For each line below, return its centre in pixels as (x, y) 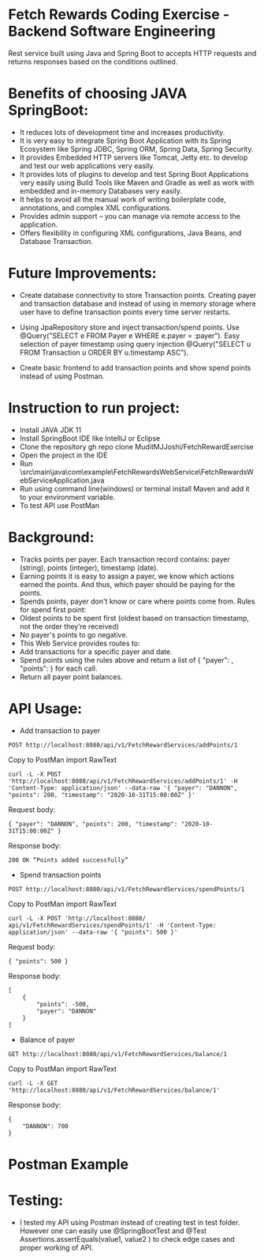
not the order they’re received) (69, 626)
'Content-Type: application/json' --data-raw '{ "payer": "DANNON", (123, 788)
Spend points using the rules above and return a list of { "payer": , (126, 660)
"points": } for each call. (58, 668)
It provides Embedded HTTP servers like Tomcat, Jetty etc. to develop (134, 157)
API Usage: (45, 708)
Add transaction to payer (60, 730)
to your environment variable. (67, 497)
